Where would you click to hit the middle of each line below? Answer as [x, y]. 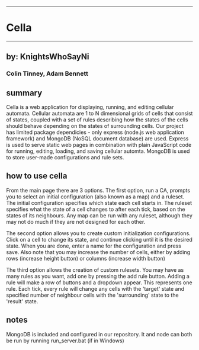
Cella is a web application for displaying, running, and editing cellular [90, 107]
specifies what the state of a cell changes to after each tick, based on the [96, 209]
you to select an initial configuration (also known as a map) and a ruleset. [95, 197]
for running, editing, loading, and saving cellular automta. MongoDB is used [98, 151]
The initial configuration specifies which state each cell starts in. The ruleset [99, 203]
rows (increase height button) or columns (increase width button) [86, 258]
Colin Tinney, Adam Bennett [47, 73]
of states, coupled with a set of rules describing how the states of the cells [97, 120]
